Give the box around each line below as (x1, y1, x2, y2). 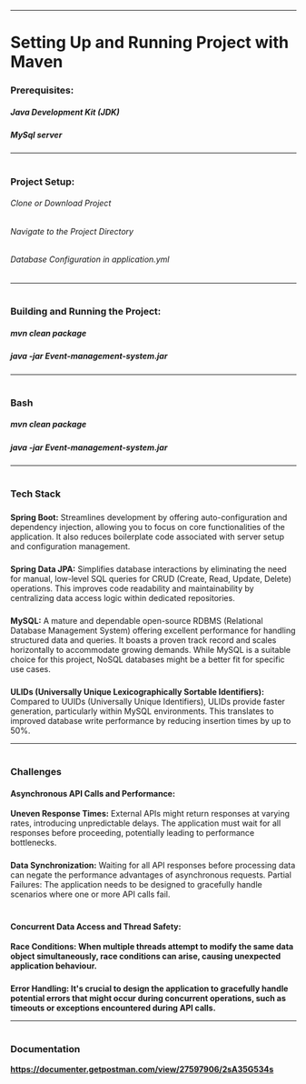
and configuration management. (10, 541, 131, 552)
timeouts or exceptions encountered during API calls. (10, 1002, 216, 1014)
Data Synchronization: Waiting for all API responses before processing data (10, 860, 296, 871)
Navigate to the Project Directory (10, 226, 134, 236)
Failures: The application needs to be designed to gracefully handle (10, 879, 262, 890)
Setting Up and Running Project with (10, 33, 290, 53)
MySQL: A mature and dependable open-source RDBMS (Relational (10, 616, 263, 627)
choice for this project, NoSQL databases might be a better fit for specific (10, 654, 285, 665)
